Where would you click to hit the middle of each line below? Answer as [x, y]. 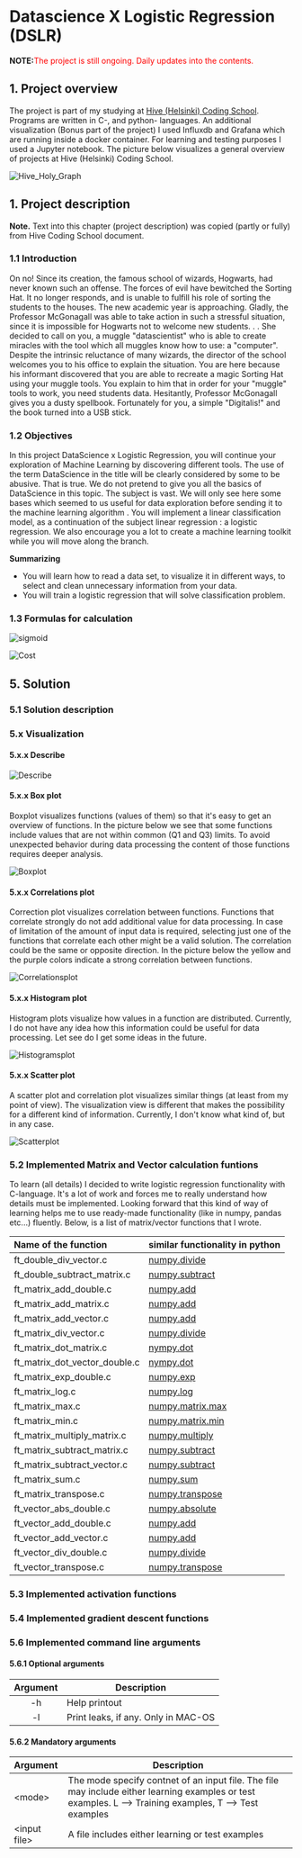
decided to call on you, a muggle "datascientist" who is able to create [138, 336]
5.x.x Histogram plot [48, 997]
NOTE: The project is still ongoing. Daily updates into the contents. [132, 60]
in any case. [31, 1123]
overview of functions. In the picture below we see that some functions [141, 825]
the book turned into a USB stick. [71, 412]
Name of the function [61, 1245]
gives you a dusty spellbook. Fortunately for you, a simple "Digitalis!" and [145, 402]
